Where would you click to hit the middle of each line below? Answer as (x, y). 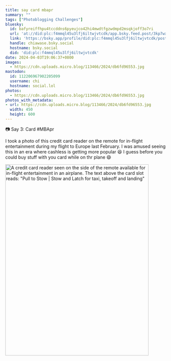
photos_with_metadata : (29, 100)
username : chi (25, 81)
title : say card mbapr (29, 10)
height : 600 (23, 114)
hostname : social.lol (33, 86)
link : (16, 39)
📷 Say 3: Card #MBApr (30, 129)
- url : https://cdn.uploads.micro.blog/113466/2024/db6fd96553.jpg (78, 105)
